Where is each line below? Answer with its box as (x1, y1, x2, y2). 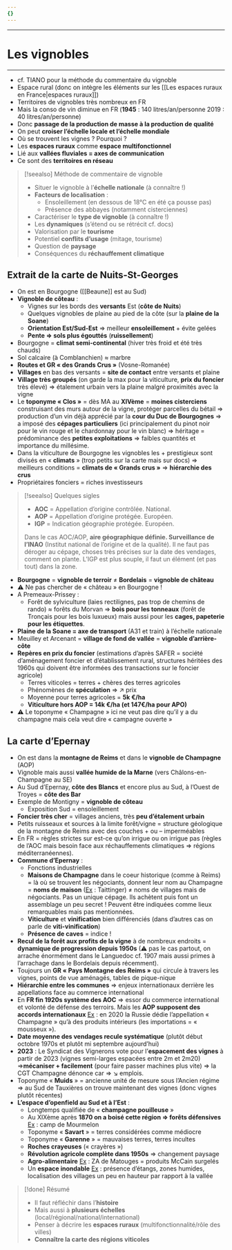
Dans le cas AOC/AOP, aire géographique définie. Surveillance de (23, 533, 215, 541)
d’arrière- (188, 635, 217, 643)
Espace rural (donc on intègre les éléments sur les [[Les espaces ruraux (17, 83, 222, 91)
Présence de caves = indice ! (27, 930, 112, 938)
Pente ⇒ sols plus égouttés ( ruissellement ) (27, 331, 154, 340)
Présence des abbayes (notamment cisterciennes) (44, 205, 188, 213)
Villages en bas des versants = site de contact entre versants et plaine (17, 368, 220, 376)
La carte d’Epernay (7, 735, 91, 747)
